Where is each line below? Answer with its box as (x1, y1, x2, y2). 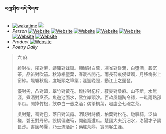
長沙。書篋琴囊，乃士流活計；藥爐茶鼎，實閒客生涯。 (17, 124, 127, 130)
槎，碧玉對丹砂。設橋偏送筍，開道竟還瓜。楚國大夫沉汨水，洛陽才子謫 (17, 118, 162, 124)
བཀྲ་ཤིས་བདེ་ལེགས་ (5, 5, 40, 12)
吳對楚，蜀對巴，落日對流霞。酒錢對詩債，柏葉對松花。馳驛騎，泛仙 (17, 111, 157, 117)
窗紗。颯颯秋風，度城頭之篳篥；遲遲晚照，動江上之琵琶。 (17, 78, 135, 84)
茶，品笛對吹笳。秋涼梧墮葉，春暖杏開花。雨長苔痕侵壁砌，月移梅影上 (17, 71, 162, 77)
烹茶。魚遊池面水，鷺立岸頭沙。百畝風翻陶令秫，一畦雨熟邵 (39, 94, 162, 100)
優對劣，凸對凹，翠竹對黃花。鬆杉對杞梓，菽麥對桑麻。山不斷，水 (17, 88, 153, 94)
